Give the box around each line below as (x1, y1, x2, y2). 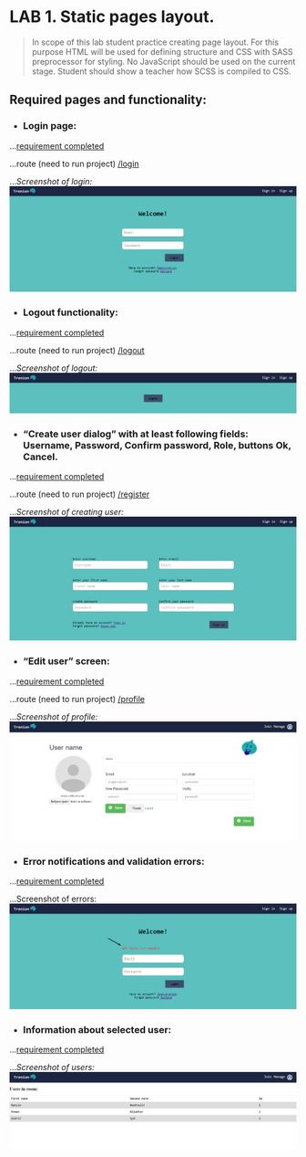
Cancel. (22, 450, 58, 463)
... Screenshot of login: (9, 175, 93, 186)
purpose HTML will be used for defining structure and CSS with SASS (31, 46, 293, 57)
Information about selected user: (22, 1023, 172, 1036)
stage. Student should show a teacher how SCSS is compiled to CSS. (31, 66, 291, 77)
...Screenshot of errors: (9, 893, 97, 904)
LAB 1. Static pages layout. (9, 6, 215, 27)
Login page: (22, 120, 77, 132)
